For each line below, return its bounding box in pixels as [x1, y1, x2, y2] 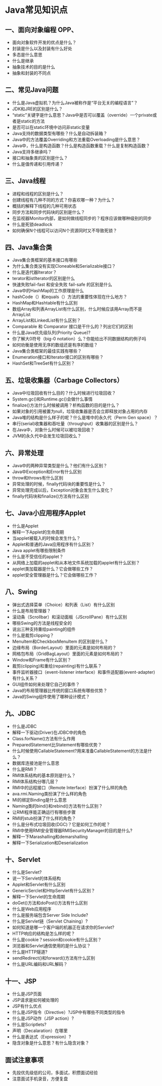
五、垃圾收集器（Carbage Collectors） [5, 376, 123, 384]
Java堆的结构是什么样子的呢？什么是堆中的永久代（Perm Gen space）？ [12, 415, 158, 421]
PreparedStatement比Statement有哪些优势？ [12, 741, 102, 748]
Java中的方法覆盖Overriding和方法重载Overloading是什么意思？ [12, 136, 141, 142]
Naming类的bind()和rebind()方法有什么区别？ [12, 803, 103, 809]
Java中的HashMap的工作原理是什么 [12, 288, 84, 294]
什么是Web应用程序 [12, 906, 52, 912]
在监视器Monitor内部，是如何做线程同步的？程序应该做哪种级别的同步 [12, 215, 152, 221]
